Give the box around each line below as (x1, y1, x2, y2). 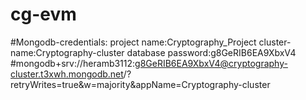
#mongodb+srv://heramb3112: (10, 57, 136, 69)
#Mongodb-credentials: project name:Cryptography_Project (10, 36, 257, 48)
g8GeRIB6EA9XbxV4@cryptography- (134, 57, 288, 69)
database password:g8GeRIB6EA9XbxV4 (126, 46, 297, 58)
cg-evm (10, 3, 77, 26)
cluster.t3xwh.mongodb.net (10, 68, 124, 80)
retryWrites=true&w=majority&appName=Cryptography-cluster (10, 78, 271, 90)
